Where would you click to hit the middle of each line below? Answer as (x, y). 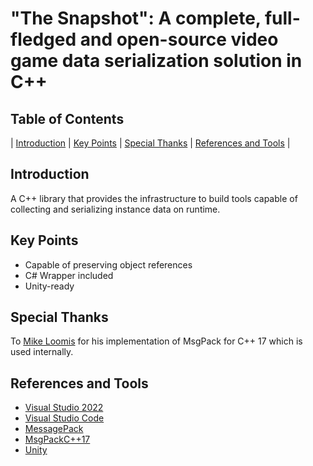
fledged (43, 39)
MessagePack (54, 429)
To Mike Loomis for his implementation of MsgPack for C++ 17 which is (156, 341)
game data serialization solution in (156, 61)
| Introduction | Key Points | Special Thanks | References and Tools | (150, 143)
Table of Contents (67, 118)
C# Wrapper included (69, 275)
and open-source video (179, 39)
